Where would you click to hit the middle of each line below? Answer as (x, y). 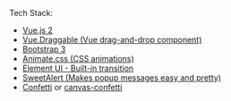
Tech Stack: (31, 13)
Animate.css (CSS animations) (78, 59)
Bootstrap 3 (44, 49)
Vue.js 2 (38, 30)
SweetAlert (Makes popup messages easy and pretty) (122, 78)
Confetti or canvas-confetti (72, 87)
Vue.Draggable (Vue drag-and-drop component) (112, 40)
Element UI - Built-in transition (78, 68)
